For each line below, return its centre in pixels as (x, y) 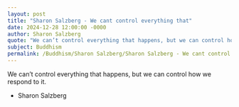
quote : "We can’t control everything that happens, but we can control (116, 41)
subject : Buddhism (34, 47)
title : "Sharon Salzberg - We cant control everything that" (100, 21)
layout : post (27, 14)
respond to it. (27, 81)
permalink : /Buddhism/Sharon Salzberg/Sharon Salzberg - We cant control (119, 54)
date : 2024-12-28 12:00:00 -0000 (57, 27)
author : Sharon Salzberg (44, 34)
